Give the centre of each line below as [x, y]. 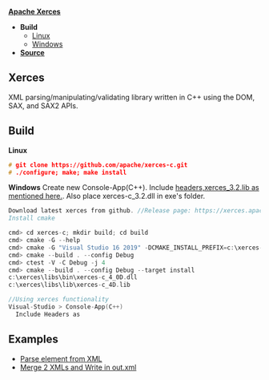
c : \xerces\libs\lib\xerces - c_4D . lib [69, 285]
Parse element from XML [61, 358]
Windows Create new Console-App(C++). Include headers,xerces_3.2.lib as [134, 188]
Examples [33, 340]
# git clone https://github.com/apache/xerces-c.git [98, 165]
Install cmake [32, 218]
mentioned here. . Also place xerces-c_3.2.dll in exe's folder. [107, 196]
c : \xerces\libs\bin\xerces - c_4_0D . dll [73, 277]
